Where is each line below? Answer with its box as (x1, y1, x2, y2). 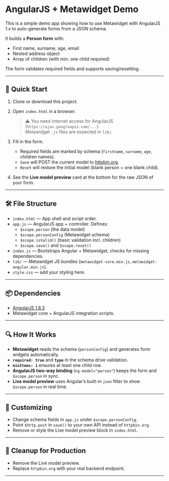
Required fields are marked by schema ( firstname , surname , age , (20, 148, 152, 154)
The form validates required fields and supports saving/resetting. (5, 66, 140, 72)
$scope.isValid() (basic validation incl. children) (20, 237, 121, 243)
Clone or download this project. (12, 98, 78, 104)
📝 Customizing (5, 403, 52, 412)
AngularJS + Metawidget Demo (5, 4, 139, 15)
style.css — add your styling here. (12, 269, 86, 275)
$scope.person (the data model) (20, 226, 86, 232)
